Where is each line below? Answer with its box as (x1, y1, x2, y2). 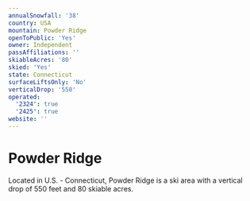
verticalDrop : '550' (8, 85, 77, 94)
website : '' (8, 115, 48, 123)
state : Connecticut (8, 71, 73, 79)
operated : (8, 93, 41, 101)
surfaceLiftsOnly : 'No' (8, 78, 87, 86)
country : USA (8, 19, 52, 27)
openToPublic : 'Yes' (8, 33, 77, 42)
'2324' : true (15, 100, 59, 108)
